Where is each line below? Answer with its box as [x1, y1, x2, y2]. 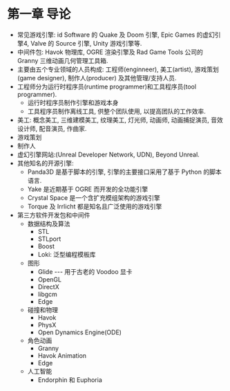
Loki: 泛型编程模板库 [37, 250, 96, 258]
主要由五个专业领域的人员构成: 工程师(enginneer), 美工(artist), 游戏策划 [17, 65, 219, 73]
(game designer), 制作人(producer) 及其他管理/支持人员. [17, 73, 178, 82]
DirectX [37, 282, 60, 291]
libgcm [37, 290, 57, 298]
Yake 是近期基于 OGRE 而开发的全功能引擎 [27, 185, 148, 193]
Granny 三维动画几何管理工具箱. [17, 56, 108, 64]
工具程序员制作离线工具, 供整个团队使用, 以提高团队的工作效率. [27, 107, 206, 115]
